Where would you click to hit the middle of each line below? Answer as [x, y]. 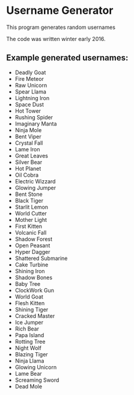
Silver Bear [29, 162]
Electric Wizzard [35, 181]
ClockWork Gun [35, 290]
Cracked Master [35, 316]
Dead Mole [29, 386]
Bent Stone [29, 194]
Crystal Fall [29, 143]
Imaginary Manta [36, 124]
